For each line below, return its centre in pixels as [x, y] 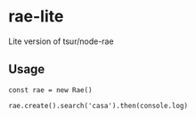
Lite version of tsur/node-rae [61, 41]
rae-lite [36, 17]
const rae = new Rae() [50, 90]
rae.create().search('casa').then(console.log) [98, 106]
